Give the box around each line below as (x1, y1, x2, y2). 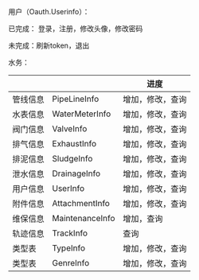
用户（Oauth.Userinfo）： (8, 7, 90, 16)
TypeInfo (52, 243, 86, 253)
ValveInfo (52, 123, 88, 134)
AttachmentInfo (52, 198, 110, 208)
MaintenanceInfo (52, 213, 115, 224)
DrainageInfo (52, 168, 101, 179)
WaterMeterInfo (52, 108, 111, 119)
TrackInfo (52, 227, 88, 239)
